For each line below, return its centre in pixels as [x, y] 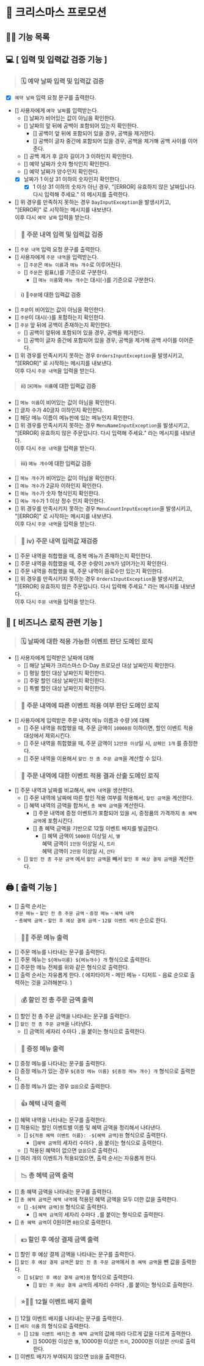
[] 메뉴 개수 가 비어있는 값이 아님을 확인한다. [65, 478]
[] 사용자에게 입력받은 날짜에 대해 [54, 658]
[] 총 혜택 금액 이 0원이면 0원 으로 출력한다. [63, 1222]
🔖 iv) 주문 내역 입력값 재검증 [59, 541]
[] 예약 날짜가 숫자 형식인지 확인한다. [67, 164]
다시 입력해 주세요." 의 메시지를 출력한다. [81, 194]
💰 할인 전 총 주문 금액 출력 [57, 1000]
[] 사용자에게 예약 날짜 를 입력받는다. [56, 111]
